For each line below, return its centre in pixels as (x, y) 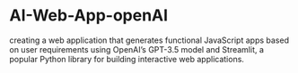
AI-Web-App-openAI (89, 16)
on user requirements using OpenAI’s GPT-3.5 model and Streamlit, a (137, 49)
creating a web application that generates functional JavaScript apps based (149, 40)
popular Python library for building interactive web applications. (127, 59)
